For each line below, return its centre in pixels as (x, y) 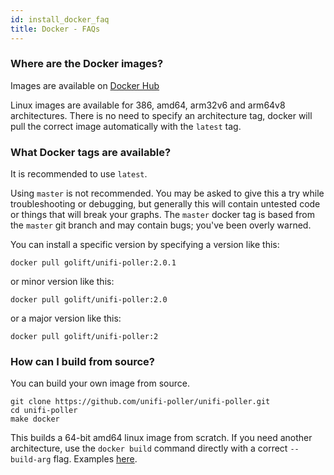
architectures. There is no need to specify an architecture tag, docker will (161, 115)
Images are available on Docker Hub (85, 85)
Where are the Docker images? (87, 64)
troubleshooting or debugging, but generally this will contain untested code (165, 204)
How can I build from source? (82, 362)
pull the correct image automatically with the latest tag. (126, 126)
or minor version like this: (62, 282)
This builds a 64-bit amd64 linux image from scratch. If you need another (161, 438)
